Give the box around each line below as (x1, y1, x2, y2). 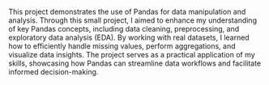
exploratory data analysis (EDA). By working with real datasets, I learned (8, 32, 250, 42)
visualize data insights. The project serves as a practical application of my (8, 50, 255, 59)
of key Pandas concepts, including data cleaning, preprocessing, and (8, 24, 240, 33)
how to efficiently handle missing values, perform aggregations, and (8, 41, 237, 51)
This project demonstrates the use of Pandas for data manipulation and (8, 7, 246, 16)
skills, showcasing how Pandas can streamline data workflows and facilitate (8, 58, 262, 68)
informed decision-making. (8, 67, 99, 76)
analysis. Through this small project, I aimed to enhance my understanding (8, 15, 258, 25)
